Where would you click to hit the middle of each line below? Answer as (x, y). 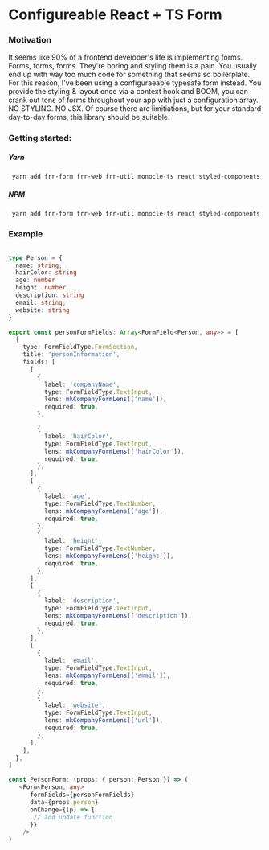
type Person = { (35, 258)
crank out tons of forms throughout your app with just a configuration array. (133, 100)
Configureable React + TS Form (115, 15)
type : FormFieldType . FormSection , (80, 347)
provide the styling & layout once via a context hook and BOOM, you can (128, 92)
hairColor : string (47, 273)
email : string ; (41, 302)
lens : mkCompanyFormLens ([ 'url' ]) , (103, 721)
